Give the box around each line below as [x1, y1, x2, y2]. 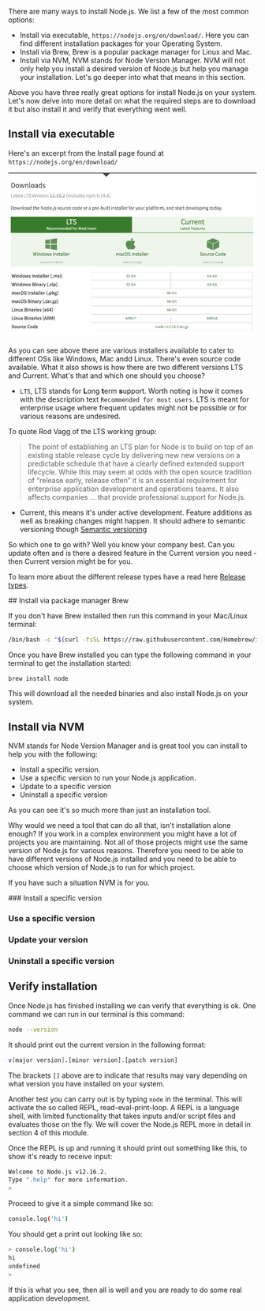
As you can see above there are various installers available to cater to [8, 346, 234, 355]
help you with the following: [8, 750, 98, 759]
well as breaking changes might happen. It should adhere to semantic [19, 516, 246, 525]
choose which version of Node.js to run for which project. [8, 863, 196, 872]
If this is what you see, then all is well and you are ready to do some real [8, 1285, 242, 1294]
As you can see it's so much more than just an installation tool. [8, 806, 211, 815]
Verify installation [8, 980, 98, 993]
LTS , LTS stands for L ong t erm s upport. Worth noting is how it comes [19, 386, 243, 395]
